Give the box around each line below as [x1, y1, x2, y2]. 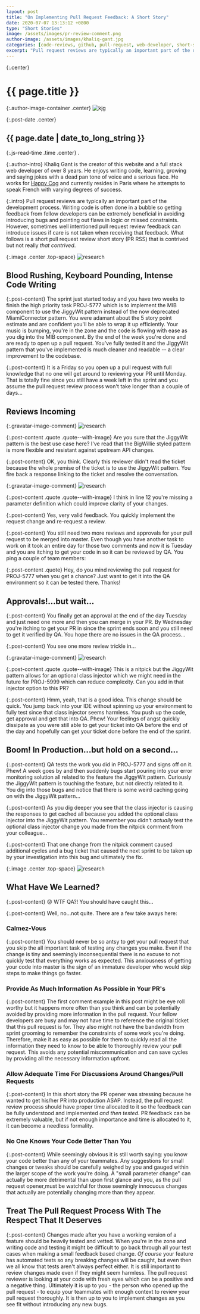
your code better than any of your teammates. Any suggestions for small [6, 1157, 184, 1164]
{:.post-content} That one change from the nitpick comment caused [6, 841, 173, 848]
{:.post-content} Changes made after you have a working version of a [6, 1231, 177, 1238]
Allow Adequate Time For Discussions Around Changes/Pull [6, 1070, 183, 1078]
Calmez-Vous [6, 924, 46, 932]
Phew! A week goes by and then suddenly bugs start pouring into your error [6, 767, 193, 774]
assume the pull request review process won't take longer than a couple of [6, 383, 189, 390]
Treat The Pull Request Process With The [6, 1206, 162, 1216]
